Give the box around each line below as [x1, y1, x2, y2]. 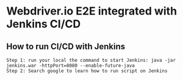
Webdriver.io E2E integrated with [6, 4, 178, 18]
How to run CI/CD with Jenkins [6, 41, 126, 52]
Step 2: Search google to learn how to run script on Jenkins [6, 68, 168, 74]
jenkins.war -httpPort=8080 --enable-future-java [6, 62, 135, 68]
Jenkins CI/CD [6, 17, 81, 31]
